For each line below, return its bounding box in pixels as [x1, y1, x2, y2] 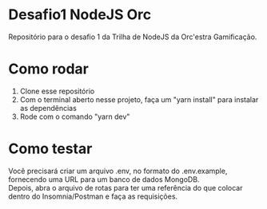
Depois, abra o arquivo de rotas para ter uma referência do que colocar [8, 183, 243, 192]
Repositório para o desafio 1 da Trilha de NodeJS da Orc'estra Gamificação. [8, 32, 257, 41]
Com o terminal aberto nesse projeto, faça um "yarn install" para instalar [19, 94, 259, 104]
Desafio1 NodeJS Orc [8, 6, 152, 24]
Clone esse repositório [19, 86, 95, 96]
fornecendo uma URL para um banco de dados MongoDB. [8, 174, 200, 184]
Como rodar [8, 60, 90, 78]
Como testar [8, 140, 93, 158]
